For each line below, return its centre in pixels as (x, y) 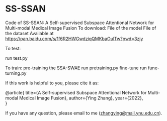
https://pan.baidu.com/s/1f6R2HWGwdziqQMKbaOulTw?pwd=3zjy (74, 39)
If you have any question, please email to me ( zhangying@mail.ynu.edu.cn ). (84, 113)
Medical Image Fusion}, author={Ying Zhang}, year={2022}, (81, 98)
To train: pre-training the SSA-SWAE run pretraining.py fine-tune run (76, 68)
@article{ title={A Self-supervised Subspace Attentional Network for (76, 92)
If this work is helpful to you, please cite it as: (52, 83)
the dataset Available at (29, 33)
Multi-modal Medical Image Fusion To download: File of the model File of (81, 28)
